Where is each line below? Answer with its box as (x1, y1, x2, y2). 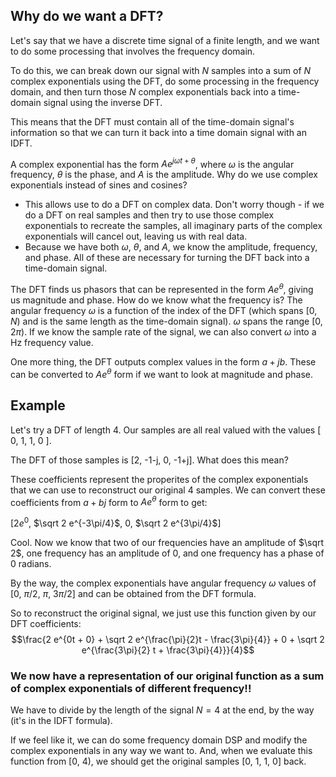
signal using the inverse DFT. (43, 96, 163, 108)
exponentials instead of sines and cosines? (10, 179, 188, 191)
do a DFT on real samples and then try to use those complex (24, 209, 275, 221)
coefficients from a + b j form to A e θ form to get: (10, 494, 208, 508)
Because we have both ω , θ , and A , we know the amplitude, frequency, (24, 241, 318, 253)
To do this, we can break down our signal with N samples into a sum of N (10, 64, 312, 76)
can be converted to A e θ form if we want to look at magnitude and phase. (10, 367, 313, 380)
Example (10, 397, 66, 414)
